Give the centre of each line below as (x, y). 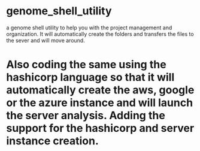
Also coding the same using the (86, 65)
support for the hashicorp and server (100, 129)
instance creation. (52, 141)
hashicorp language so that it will (90, 78)
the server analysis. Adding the (86, 116)
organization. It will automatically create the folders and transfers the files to (100, 34)
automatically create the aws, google (100, 90)
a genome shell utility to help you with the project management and (89, 28)
